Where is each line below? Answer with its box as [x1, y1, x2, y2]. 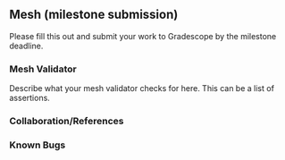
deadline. [9, 40, 44, 51]
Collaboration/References [9, 115, 124, 128]
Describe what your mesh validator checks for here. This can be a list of [9, 83, 275, 94]
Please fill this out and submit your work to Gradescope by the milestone [9, 30, 277, 41]
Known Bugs [9, 139, 66, 151]
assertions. [9, 93, 51, 104]
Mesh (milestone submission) [9, 7, 179, 22]
